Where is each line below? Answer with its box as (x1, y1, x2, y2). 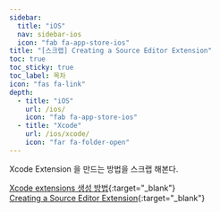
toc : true (9, 55, 47, 64)
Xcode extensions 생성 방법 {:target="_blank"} (9, 182, 176, 193)
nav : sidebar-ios (17, 30, 82, 38)
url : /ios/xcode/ (25, 130, 90, 139)
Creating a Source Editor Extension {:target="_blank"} (9, 192, 206, 203)
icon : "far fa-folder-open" (25, 138, 130, 147)
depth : (9, 88, 34, 97)
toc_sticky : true (9, 64, 74, 72)
